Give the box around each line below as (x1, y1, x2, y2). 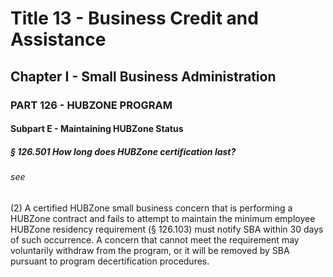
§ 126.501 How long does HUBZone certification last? (10, 145, 237, 157)
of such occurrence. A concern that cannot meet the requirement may (10, 233, 300, 246)
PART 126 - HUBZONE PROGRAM (10, 98, 173, 112)
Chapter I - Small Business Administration (10, 68, 277, 85)
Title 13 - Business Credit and (10, 7, 259, 30)
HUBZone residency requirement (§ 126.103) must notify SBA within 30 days (10, 223, 324, 235)
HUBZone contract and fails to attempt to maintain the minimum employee (10, 212, 316, 224)
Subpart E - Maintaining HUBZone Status (10, 123, 184, 135)
